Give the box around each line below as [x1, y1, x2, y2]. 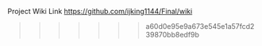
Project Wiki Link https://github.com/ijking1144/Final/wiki [7, 7, 193, 16]
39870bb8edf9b [145, 30, 200, 39]
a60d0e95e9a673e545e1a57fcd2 [145, 22, 255, 30]
